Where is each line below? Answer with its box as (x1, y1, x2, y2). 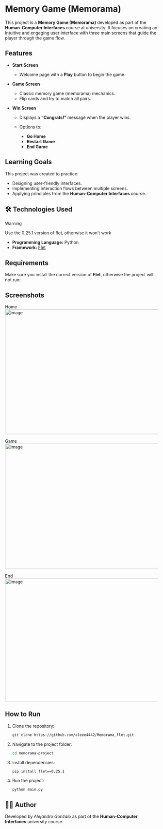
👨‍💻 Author (5, 800, 37, 809)
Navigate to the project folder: (12, 741, 72, 747)
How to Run (5, 710, 41, 718)
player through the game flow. (5, 35, 65, 41)
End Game (26, 144, 48, 150)
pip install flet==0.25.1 (12, 769, 65, 774)
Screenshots (5, 291, 45, 299)
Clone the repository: (12, 723, 55, 729)
